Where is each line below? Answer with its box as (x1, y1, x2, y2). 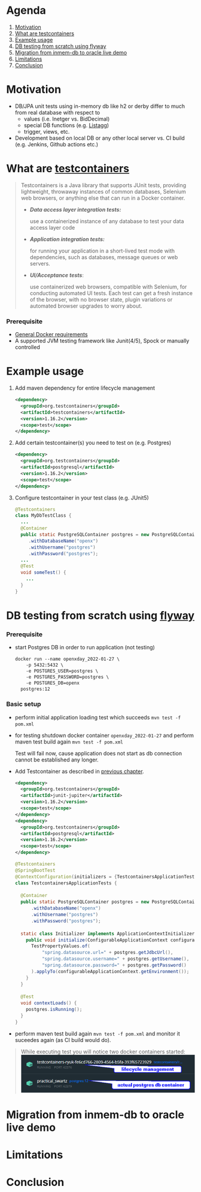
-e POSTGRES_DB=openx (26, 680, 80, 687)
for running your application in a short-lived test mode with (29, 247, 175, 254)
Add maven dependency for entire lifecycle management (14, 384, 156, 392)
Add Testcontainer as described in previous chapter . (14, 767, 145, 775)
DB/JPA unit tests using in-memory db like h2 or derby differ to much (14, 103, 185, 110)
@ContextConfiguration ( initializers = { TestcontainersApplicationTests (14, 874, 197, 880)
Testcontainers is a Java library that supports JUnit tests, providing (20, 181, 187, 189)
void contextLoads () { (20, 1000, 77, 1006)
